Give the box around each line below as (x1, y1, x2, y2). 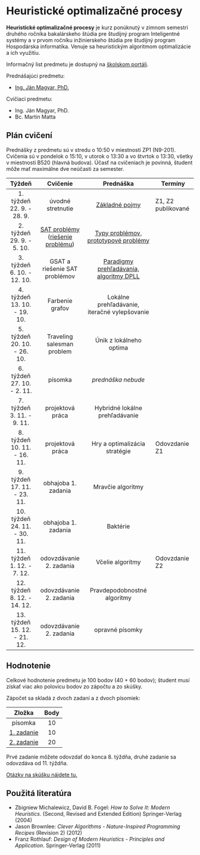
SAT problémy (40, 225, 80, 233)
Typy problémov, (95, 229, 142, 237)
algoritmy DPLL (97, 272, 140, 280)
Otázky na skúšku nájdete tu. (6, 771, 77, 778)
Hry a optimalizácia (91, 439, 146, 448)
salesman (46, 339, 74, 348)
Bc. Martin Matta (14, 113, 56, 120)
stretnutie (46, 204, 74, 213)
